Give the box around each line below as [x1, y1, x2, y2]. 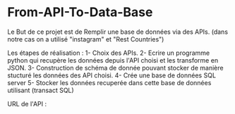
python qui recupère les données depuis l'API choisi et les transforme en [7, 56, 219, 64]
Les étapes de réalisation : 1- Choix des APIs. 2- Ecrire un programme [7, 49, 210, 57]
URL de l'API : [7, 99, 47, 108]
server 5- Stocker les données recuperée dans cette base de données [7, 78, 212, 87]
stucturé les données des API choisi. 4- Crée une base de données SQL [7, 71, 217, 80]
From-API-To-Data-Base [7, 4, 153, 20]
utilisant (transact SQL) [7, 86, 74, 94]
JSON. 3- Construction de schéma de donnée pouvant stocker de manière [7, 63, 224, 72]
